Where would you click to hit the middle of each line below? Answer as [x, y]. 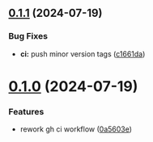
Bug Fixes [28, 36]
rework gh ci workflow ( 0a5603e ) [76, 129]
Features [26, 111]
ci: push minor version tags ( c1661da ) [83, 54]
